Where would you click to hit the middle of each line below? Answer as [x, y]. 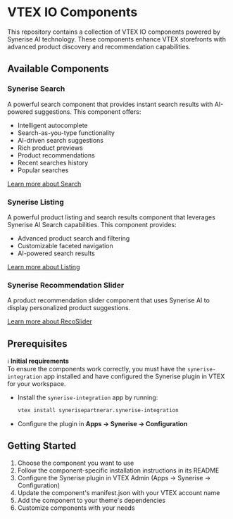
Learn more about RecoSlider [50, 321]
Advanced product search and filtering [74, 238]
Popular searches [43, 170]
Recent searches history [53, 162]
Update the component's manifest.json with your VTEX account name [119, 492]
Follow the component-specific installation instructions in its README [118, 470]
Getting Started [42, 446]
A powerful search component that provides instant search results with [110, 104]
